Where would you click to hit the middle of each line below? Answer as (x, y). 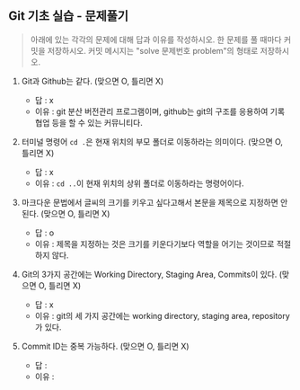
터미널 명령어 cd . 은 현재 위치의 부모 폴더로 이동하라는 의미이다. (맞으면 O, (152, 141)
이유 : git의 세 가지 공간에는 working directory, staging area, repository (163, 315)
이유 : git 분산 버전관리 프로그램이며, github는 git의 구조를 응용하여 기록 (159, 111)
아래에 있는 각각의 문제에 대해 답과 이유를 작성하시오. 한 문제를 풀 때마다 (156, 40)
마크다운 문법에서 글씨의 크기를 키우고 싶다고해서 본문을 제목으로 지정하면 (150, 202)
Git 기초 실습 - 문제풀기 (69, 16)
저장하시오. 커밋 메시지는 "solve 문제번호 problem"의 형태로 (153, 50)
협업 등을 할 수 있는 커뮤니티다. (88, 122)
